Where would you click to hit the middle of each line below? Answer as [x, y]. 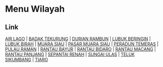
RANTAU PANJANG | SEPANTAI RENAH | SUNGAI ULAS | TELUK [70, 54]
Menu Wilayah [35, 9]
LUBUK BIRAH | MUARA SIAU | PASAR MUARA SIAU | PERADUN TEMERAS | [82, 44]
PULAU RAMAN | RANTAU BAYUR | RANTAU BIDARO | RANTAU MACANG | [81, 49]
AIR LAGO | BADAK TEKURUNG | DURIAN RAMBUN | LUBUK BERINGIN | [78, 39]
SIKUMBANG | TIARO [26, 59]
